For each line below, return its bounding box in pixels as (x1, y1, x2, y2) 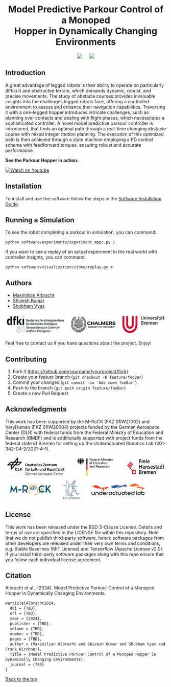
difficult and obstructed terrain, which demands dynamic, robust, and (5, 87, 152, 94)
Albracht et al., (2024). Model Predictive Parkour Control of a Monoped (5, 585, 155, 591)
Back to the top (5, 676, 37, 682)
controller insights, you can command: (5, 254, 86, 260)
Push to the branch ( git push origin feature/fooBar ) (12, 385, 126, 391)
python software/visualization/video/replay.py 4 (5, 265, 113, 270)
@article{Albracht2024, (5, 601, 56, 606)
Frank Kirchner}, (5, 647, 42, 652)
